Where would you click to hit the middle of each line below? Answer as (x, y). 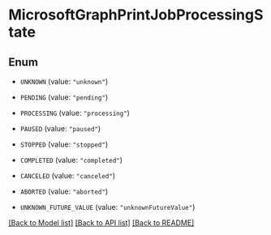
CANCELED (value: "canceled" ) (68, 175)
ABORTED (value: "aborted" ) (64, 191)
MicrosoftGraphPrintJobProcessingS (136, 15)
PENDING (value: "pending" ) (64, 97)
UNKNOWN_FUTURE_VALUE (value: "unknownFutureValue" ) (108, 207)
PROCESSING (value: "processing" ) (75, 113)
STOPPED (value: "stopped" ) (64, 144)
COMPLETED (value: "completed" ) (71, 160)
